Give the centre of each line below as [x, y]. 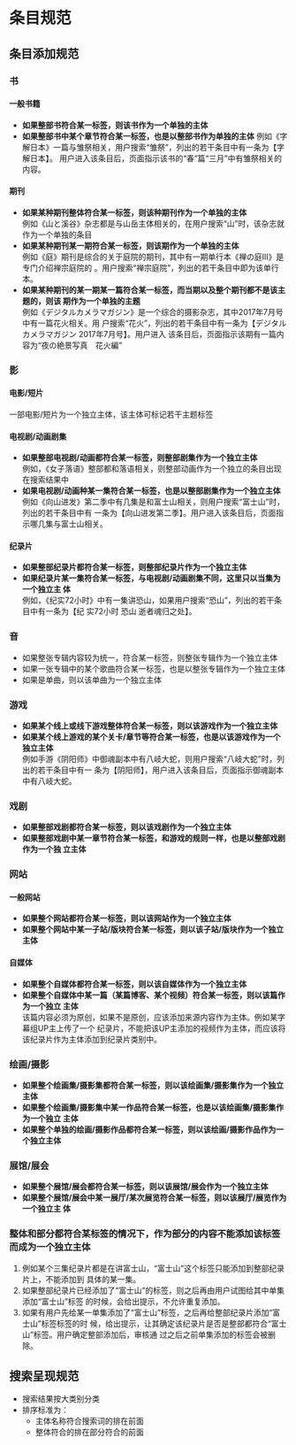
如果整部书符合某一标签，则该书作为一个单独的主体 [115, 125]
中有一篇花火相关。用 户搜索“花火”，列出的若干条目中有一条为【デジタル [154, 323]
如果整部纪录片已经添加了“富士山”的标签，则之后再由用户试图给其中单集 [153, 1290]
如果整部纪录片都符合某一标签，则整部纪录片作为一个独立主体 [134, 567]
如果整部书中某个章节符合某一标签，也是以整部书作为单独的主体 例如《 [151, 136]
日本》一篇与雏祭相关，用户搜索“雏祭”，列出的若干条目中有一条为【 [153, 147]
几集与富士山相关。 [72, 524]
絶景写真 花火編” [89, 345]
